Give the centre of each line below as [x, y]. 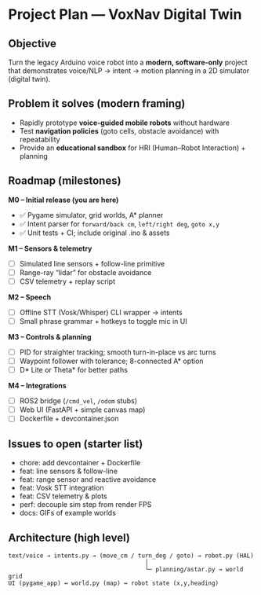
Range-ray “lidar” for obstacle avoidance [85, 272]
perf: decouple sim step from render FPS [85, 505]
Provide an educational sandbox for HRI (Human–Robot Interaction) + [132, 148]
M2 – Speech [30, 297]
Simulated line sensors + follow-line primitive [92, 263]
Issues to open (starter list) [76, 444]
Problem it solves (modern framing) [97, 104]
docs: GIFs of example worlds [67, 513]
